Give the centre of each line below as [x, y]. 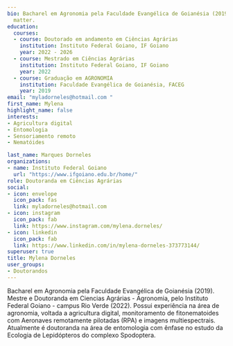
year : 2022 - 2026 [46, 53]
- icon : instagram [34, 213]
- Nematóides [26, 143]
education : [23, 26]
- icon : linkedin [32, 232]
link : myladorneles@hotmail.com [60, 207]
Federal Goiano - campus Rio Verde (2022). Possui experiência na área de [113, 305]
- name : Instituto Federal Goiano [57, 168]
